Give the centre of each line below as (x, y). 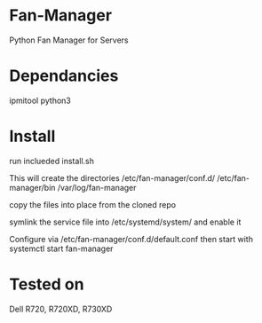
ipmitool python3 (40, 100)
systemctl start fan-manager (61, 248)
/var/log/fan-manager (97, 187)
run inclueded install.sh (52, 161)
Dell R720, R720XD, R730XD (61, 309)
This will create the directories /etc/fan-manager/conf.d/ (112, 177)
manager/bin (32, 187)
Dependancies (64, 76)
